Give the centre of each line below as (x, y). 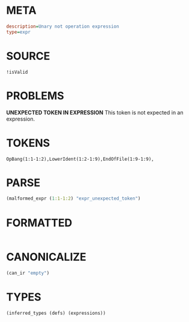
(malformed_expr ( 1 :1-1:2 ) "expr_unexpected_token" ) (73, 198)
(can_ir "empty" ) (28, 273)
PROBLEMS (35, 96)
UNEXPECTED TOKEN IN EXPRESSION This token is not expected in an (95, 112)
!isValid (17, 72)
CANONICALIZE (46, 257)
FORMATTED (39, 223)
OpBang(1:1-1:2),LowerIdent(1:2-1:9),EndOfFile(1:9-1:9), (80, 159)
